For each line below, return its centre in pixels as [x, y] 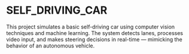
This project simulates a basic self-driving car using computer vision [91, 27]
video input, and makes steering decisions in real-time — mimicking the [94, 39]
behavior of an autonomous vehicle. [51, 46]
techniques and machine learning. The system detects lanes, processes [95, 33]
